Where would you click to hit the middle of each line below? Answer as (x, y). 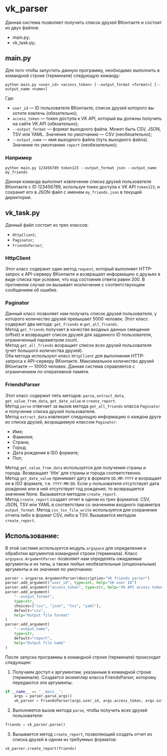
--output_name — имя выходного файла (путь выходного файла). (80, 139)
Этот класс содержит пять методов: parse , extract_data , (65, 395)
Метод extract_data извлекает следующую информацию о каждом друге (83, 417)
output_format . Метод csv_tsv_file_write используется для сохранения (81, 509)
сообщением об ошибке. (32, 290)
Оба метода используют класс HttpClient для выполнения (68, 356)
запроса (14, 361)
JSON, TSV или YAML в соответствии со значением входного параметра (83, 504)
